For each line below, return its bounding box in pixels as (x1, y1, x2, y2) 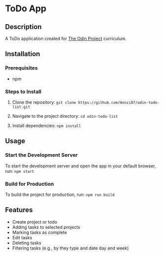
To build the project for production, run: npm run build (5, 192, 115, 197)
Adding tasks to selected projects (12, 224, 81, 230)
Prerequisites (5, 64, 38, 71)
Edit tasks (12, 234, 32, 240)
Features (5, 206, 33, 214)
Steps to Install (5, 88, 42, 95)
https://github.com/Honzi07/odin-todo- (78, 100, 160, 105)
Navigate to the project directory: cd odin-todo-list (12, 113, 118, 119)
